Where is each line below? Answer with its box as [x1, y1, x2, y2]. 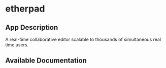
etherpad [5, 3, 45, 15]
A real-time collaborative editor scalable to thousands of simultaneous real [5, 36, 161, 42]
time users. [5, 42, 29, 48]
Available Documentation [5, 56, 87, 65]
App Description [5, 23, 58, 32]
